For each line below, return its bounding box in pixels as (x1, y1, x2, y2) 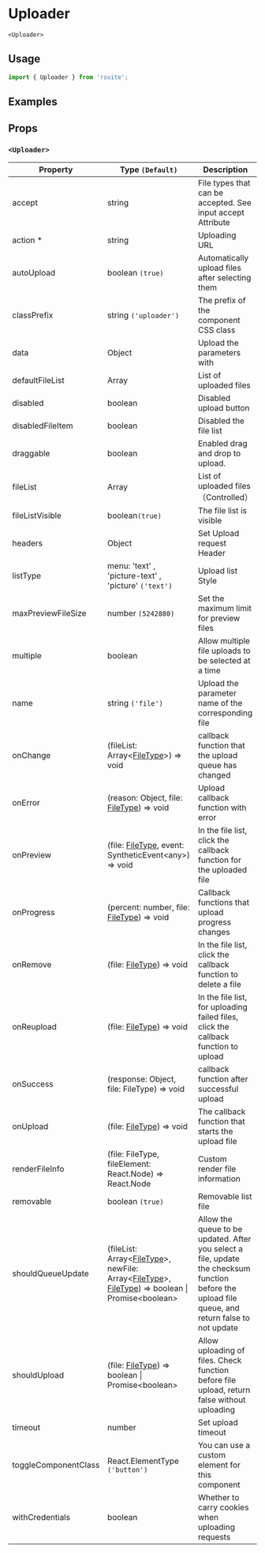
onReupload (12, 1021, 58, 1032)
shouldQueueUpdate (12, 1268, 89, 1279)
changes (197, 926, 230, 937)
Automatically (197, 252, 249, 263)
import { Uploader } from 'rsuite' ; (8, 73, 129, 81)
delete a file (197, 978, 242, 989)
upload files (197, 262, 242, 273)
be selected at (197, 655, 251, 666)
